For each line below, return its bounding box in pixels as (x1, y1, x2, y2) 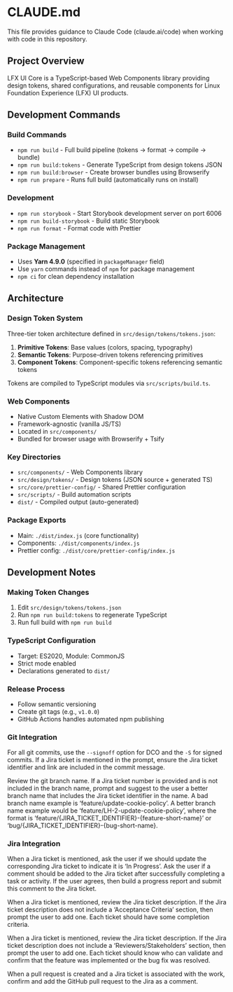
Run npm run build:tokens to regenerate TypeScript (17, 611, 167, 619)
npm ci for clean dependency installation (17, 273, 134, 281)
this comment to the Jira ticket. (7, 884, 97, 893)
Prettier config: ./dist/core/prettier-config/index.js (17, 546, 176, 554)
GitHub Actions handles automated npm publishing (17, 715, 164, 723)
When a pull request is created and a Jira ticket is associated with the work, (7, 970, 225, 978)
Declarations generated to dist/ (17, 666, 111, 675)
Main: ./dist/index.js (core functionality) (17, 531, 139, 539)
